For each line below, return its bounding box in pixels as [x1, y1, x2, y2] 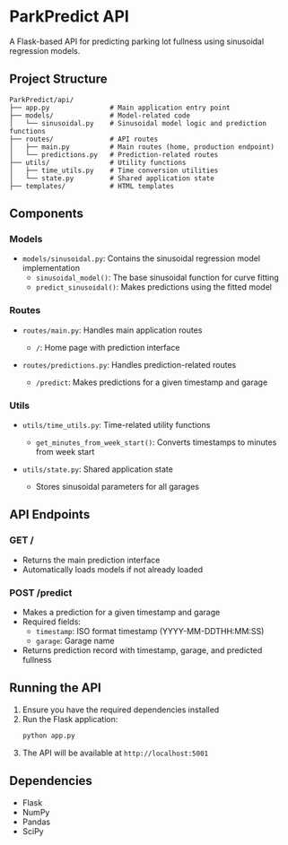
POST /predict [9, 586, 73, 598]
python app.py [22, 731, 75, 740]
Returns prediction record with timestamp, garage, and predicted [22, 645, 263, 656]
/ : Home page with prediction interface [35, 342, 180, 353]
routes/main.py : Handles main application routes [22, 325, 203, 335]
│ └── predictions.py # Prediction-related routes [9, 150, 219, 159]
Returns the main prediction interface [22, 554, 161, 565]
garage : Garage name [35, 635, 115, 647]
